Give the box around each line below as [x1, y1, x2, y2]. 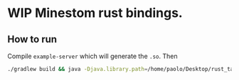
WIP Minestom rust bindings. [7, 5, 183, 21]
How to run [7, 33, 58, 45]
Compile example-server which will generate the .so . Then [7, 52, 178, 60]
